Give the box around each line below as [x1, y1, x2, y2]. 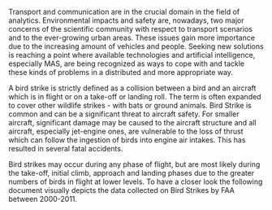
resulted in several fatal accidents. [8, 144, 123, 153]
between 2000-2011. [8, 195, 78, 203]
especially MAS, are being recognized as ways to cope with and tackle [8, 59, 245, 68]
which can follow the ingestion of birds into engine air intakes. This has [8, 135, 246, 145]
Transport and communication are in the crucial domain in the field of [8, 7, 240, 16]
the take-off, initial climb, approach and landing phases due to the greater [8, 168, 255, 177]
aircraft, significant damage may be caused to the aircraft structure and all [8, 118, 257, 127]
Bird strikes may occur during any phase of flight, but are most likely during [8, 160, 261, 169]
